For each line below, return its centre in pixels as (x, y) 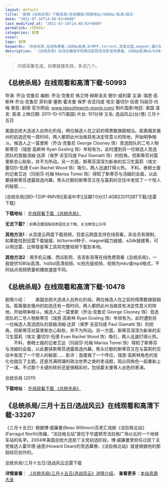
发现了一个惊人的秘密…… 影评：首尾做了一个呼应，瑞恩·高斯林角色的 (84, 355)
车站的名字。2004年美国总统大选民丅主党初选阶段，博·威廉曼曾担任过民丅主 (83, 440)
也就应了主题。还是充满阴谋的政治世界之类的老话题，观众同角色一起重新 (83, 362)
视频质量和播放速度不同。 (44, 270)
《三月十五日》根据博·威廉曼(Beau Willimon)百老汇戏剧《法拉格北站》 (76, 427)
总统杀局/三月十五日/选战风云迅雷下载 (44, 463)
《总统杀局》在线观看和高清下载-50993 (66, 83)
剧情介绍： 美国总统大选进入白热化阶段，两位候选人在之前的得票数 (77, 300)
